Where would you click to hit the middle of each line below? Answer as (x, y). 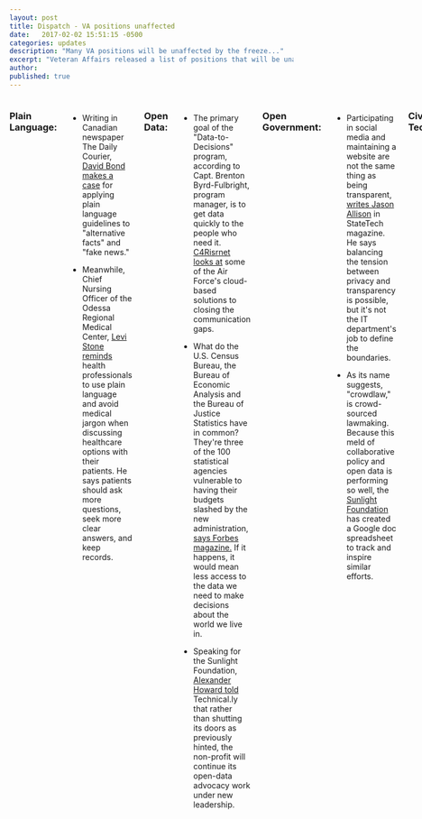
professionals (107, 374)
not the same (371, 166)
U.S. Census (216, 355)
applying (98, 194)
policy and (366, 461)
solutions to (215, 299)
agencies (211, 471)
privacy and (368, 281)
